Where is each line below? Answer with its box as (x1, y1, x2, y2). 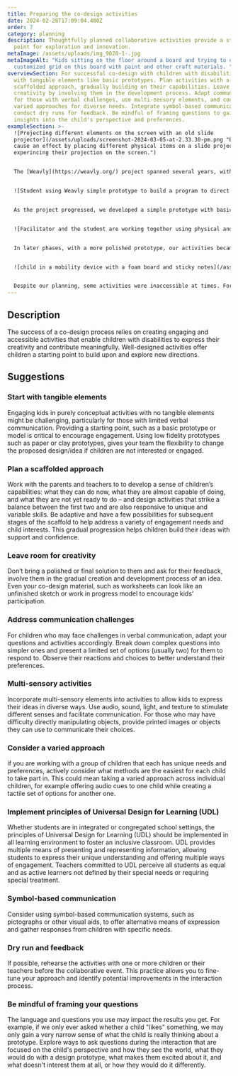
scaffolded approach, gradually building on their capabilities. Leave (13, 83, 230, 90)
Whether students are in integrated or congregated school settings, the (7, 823, 215, 832)
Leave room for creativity (7, 550, 96, 560)
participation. (7, 597, 46, 606)
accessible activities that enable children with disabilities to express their (7, 335, 220, 343)
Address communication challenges (7, 615, 135, 625)
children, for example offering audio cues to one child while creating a (7, 782, 212, 790)
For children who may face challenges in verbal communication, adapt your (7, 630, 227, 640)
